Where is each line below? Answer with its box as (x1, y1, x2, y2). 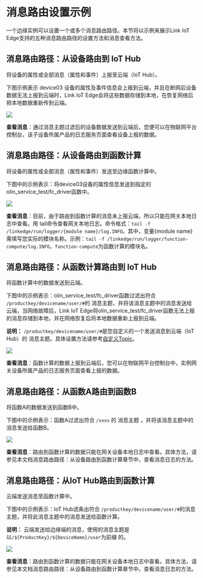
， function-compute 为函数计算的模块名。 (49, 242, 152, 250)
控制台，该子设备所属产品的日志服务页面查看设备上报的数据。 (6, 131, 160, 138)
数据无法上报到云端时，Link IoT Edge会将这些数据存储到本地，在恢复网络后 (6, 91, 193, 99)
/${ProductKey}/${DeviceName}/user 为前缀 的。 (11, 534, 129, 540)
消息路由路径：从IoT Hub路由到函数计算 (6, 475, 155, 485)
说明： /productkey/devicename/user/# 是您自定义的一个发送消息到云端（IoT (6, 328, 195, 335)
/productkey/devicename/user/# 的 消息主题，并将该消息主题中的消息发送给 (6, 299, 192, 307)
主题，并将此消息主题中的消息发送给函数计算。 (6, 513, 123, 520)
